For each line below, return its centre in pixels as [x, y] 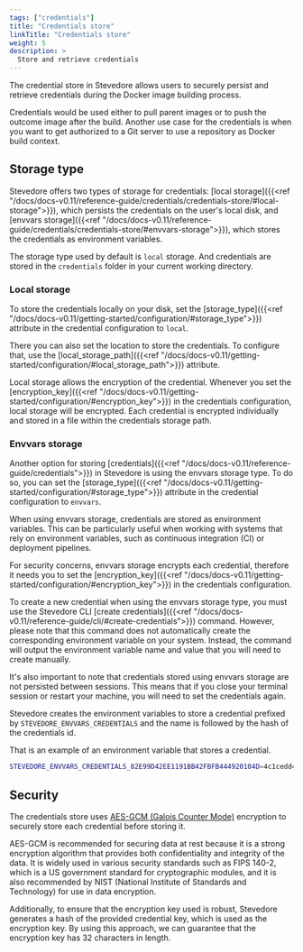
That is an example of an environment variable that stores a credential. [140, 750]
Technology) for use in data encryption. [83, 892]
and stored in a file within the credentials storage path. [110, 421]
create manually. [40, 660]
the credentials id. [43, 733]
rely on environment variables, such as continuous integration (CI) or [137, 538]
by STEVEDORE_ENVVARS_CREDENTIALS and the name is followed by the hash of [149, 723]
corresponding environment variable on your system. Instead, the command [150, 640]
